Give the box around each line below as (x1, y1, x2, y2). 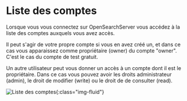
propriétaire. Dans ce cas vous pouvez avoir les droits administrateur (6, 71, 172, 78)
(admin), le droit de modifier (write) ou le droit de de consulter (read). (6, 77, 173, 84)
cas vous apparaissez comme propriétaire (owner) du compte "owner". (6, 47, 177, 54)
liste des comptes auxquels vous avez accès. (6, 29, 115, 36)
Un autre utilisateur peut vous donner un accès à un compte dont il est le (6, 64, 181, 71)
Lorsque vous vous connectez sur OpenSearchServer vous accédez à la (6, 23, 180, 30)
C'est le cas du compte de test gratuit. (6, 53, 98, 60)
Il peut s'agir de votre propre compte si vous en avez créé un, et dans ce (6, 41, 181, 48)
